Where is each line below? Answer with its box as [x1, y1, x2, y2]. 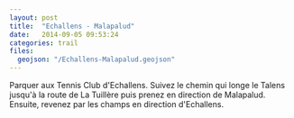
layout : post [9, 13, 59, 23]
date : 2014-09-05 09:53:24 [9, 30, 119, 39]
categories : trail [9, 38, 78, 48]
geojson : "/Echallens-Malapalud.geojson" [17, 55, 176, 64]
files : [9, 47, 34, 56]
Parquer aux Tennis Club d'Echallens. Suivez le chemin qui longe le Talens [9, 80, 286, 90]
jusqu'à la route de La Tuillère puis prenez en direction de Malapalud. [9, 89, 266, 100]
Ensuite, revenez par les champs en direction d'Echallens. [9, 99, 224, 109]
